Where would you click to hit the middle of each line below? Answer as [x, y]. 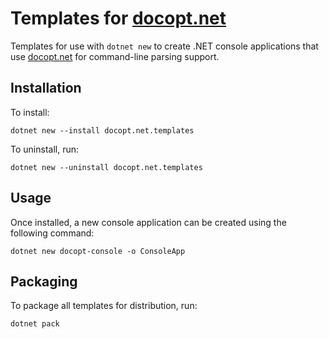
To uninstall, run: [44, 149]
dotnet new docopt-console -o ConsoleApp [98, 251]
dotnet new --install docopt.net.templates [102, 130]
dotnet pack [35, 324]
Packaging [44, 281]
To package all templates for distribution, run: [104, 306]
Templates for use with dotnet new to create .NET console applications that [164, 46]
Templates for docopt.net [118, 18]
